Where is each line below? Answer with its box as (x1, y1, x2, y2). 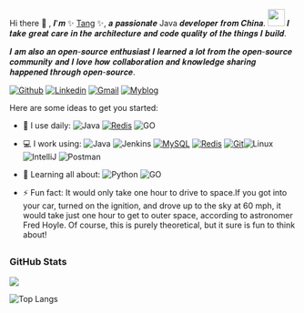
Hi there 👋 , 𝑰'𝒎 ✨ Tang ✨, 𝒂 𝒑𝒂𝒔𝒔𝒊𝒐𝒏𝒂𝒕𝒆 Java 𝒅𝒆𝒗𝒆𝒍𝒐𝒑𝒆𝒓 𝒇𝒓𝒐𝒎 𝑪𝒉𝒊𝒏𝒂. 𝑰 (9, 18, 289, 28)
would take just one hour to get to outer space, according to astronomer (22, 210, 293, 220)
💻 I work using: (22, 138, 82, 149)
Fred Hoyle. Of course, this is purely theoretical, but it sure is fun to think (22, 219, 296, 230)
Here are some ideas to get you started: (9, 103, 159, 113)
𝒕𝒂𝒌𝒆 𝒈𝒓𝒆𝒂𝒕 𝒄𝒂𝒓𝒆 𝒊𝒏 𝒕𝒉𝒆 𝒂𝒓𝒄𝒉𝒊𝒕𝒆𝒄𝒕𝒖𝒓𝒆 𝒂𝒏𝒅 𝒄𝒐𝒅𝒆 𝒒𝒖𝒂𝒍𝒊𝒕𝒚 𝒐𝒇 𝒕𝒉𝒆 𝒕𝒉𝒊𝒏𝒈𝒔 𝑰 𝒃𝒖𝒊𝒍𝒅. (9, 28, 287, 38)
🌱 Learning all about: (22, 169, 101, 179)
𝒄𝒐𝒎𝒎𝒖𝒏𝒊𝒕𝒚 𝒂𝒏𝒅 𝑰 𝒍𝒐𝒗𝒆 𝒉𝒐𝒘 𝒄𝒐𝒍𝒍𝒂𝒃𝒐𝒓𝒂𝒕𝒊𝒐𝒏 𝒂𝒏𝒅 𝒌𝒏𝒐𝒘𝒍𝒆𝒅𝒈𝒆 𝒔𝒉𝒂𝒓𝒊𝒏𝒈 (9, 56, 257, 67)
